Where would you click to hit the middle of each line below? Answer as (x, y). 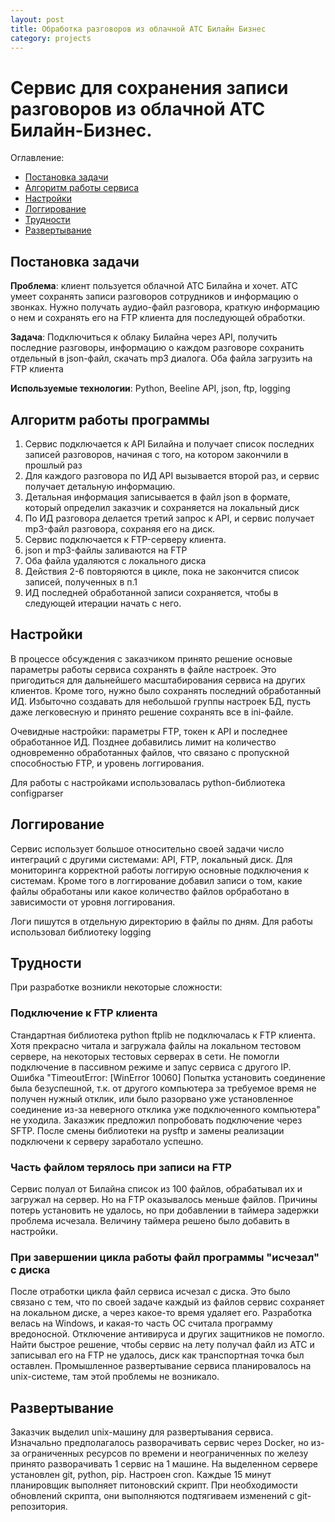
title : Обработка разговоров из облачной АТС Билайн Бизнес (138, 29)
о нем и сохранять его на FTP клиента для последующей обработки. (158, 318)
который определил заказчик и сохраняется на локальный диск (162, 507)
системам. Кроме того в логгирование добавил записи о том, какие (156, 880)
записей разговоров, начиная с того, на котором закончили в (156, 454)
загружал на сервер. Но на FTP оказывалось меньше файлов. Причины (164, 1199)
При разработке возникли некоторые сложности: (116, 987)
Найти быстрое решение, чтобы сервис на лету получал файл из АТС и (162, 1345)
